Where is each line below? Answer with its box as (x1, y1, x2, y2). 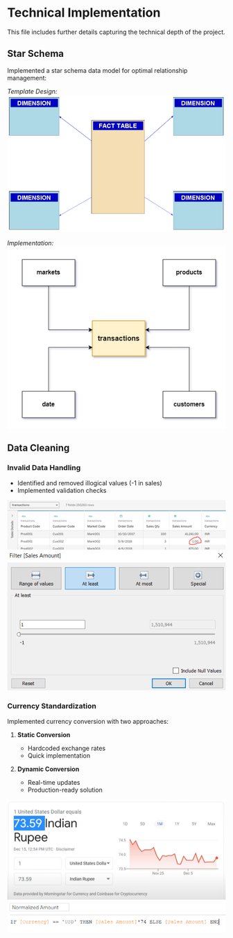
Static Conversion (17, 730, 71, 739)
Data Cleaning (7, 442, 70, 454)
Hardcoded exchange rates (27, 744, 106, 752)
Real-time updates (27, 778, 81, 786)
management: (7, 73, 47, 82)
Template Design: (7, 87, 58, 95)
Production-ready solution (27, 785, 103, 794)
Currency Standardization (7, 702, 97, 711)
